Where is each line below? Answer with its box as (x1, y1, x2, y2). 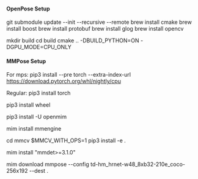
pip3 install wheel (6, 101, 51, 109)
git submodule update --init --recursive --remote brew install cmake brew (6, 18, 193, 26)
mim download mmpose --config (6, 161, 90, 168)
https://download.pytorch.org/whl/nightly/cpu (6, 77, 121, 85)
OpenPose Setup (6, 5, 50, 12)
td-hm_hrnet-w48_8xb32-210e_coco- (90, 161, 185, 168)
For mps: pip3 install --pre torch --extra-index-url (6, 71, 131, 78)
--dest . (29, 167, 49, 175)
